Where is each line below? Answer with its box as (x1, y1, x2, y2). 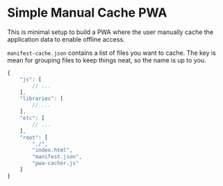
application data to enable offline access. (7, 35, 125, 43)
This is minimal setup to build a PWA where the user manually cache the (7, 28, 214, 36)
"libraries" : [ (19, 95, 64, 102)
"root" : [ (19, 134, 49, 141)
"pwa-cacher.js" (32, 160, 79, 167)
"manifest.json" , (32, 153, 82, 160)
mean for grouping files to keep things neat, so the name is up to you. (7, 56, 206, 64)
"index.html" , (32, 147, 73, 154)
